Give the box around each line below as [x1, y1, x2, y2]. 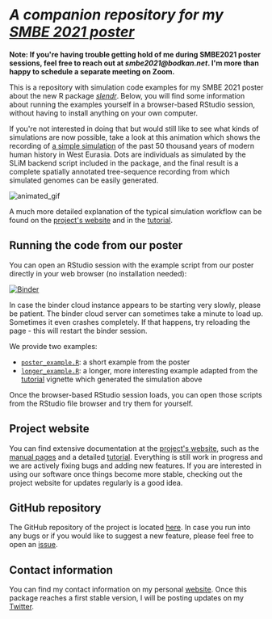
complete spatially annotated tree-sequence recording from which [9, 166, 231, 176]
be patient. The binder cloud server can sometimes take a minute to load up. [9, 309, 263, 318]
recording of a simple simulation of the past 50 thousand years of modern [9, 141, 255, 150]
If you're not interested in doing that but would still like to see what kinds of [9, 124, 259, 133]
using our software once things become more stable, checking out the [9, 469, 243, 478]
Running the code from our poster [9, 238, 183, 252]
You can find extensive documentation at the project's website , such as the [9, 443, 260, 453]
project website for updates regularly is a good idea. [9, 478, 183, 487]
